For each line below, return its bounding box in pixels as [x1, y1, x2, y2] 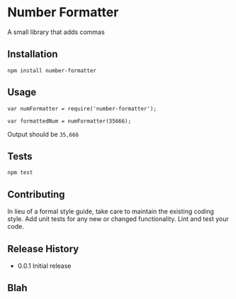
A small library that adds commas [7, 28, 105, 36]
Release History [7, 242, 79, 255]
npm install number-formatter [7, 67, 97, 74]
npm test [7, 169, 33, 176]
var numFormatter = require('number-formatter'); [7, 105, 157, 112]
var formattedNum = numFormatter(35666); [7, 118, 132, 125]
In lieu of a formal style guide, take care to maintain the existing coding [7, 207, 215, 216]
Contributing [7, 188, 65, 201]
